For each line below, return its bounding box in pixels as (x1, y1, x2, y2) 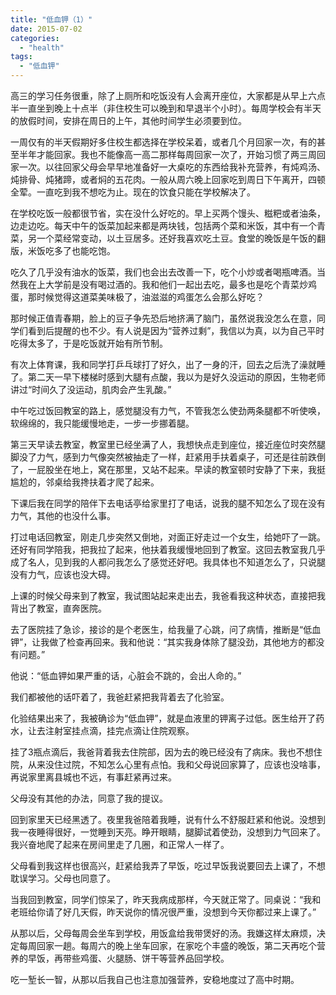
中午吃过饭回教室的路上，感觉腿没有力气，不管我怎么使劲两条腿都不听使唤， (10, 405, 326, 416)
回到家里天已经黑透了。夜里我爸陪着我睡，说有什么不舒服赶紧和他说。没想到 (10, 814, 326, 825)
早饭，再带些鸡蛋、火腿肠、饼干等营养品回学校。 (27, 952, 230, 964)
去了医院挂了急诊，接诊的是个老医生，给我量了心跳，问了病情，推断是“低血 (10, 624, 322, 635)
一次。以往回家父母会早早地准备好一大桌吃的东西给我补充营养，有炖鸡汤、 (18, 161, 326, 173)
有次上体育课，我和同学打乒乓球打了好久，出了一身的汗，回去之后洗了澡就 (10, 359, 317, 370)
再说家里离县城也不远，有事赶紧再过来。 (10, 771, 177, 783)
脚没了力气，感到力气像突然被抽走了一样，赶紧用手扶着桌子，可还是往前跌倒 (10, 451, 326, 463)
